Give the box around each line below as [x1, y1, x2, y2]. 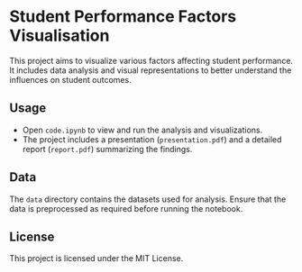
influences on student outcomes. [9, 74, 133, 85]
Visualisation [9, 25, 110, 46]
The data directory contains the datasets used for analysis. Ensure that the [9, 194, 287, 204]
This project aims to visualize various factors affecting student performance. [9, 55, 294, 66]
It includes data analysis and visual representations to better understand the [9, 65, 292, 76]
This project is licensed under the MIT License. [9, 253, 184, 264]
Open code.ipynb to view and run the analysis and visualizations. [22, 124, 263, 135]
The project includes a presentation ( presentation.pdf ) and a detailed [22, 133, 282, 145]
